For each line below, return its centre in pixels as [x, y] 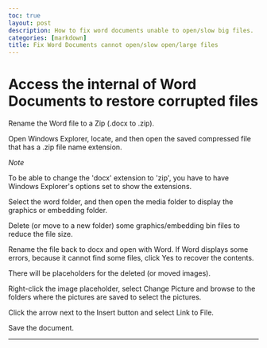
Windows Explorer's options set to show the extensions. [100, 187]
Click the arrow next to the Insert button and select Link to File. [111, 313]
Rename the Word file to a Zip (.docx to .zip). [81, 123]
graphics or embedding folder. [58, 211]
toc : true [25, 15]
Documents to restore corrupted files [133, 101]
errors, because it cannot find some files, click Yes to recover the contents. [131, 258]
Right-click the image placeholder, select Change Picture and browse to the [132, 289]
